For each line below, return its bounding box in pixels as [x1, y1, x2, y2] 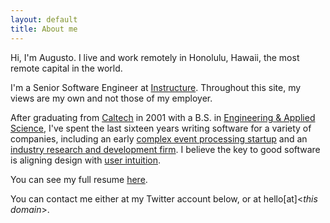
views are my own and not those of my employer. [10, 92, 213, 104]
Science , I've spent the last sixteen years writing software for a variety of [10, 122, 312, 134]
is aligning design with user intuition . [10, 154, 161, 166]
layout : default [10, 14, 78, 25]
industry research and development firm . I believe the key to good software [10, 143, 321, 155]
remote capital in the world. [10, 62, 123, 74]
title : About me [10, 24, 78, 34]
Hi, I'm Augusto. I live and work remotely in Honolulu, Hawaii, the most [10, 51, 300, 63]
